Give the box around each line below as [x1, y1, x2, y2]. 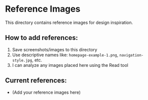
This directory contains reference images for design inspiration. [5, 20, 133, 25]
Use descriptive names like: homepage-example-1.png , [12, 52, 119, 58]
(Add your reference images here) [12, 89, 81, 95]
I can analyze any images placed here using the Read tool [12, 62, 128, 68]
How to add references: [5, 34, 78, 42]
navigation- [119, 53, 144, 58]
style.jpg [12, 58, 33, 63]
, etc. [32, 57, 42, 63]
